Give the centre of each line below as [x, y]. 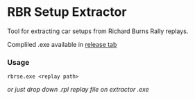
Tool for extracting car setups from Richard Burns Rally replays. [98, 31]
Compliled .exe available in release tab [62, 44]
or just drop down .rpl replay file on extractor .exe [78, 90]
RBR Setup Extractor [67, 12]
